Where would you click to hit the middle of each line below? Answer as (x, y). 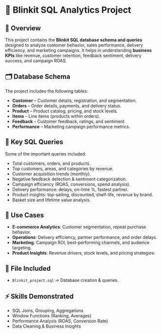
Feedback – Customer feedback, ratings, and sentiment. (69, 121)
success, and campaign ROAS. (36, 61)
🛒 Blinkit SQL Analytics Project (68, 10)
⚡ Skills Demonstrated (40, 296)
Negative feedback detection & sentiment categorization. (69, 179)
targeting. (22, 248)
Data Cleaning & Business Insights (47, 326)
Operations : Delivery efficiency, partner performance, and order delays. (85, 237)
